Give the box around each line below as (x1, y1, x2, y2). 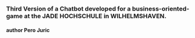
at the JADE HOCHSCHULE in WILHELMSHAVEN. (24, 12, 167, 20)
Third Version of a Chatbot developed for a (6, 5, 131, 13)
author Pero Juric (6, 26, 50, 33)
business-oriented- (132, 5, 190, 13)
